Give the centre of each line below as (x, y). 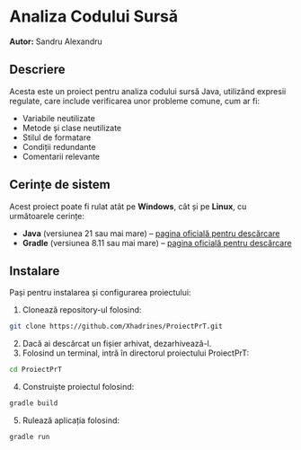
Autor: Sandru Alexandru (56, 41)
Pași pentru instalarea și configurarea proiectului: (100, 293)
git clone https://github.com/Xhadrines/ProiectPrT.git (116, 326)
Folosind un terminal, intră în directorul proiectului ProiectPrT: (136, 353)
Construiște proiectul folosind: (78, 387)
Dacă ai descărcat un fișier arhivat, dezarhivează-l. (117, 344)
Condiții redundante (59, 146)
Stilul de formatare (57, 137)
